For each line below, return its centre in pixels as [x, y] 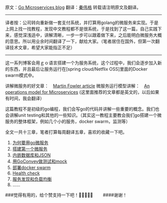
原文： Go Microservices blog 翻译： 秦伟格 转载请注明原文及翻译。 [73, 7]
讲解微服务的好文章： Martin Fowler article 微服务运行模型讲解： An [78, 86]
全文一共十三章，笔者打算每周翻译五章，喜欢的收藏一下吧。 [66, 132]
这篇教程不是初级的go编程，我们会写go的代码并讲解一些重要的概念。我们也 [82, 109]
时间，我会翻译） [27, 98]
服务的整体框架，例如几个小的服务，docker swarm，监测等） [68, 121]
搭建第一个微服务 [30, 149]
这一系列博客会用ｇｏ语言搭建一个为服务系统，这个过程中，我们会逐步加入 [81, 63]
